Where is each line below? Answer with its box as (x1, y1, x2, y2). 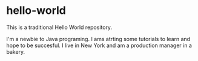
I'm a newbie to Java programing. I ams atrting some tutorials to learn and (6, 35, 191, 42)
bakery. (6, 48, 25, 55)
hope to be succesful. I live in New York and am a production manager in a (6, 42, 192, 49)
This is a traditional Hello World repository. (6, 24, 113, 31)
